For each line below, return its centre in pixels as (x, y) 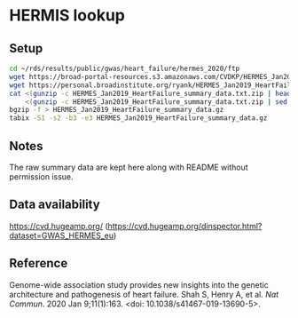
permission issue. (41, 176)
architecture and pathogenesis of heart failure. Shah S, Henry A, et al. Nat (144, 294)
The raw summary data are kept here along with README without (129, 167)
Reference (39, 263)
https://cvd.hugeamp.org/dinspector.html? (185, 226)
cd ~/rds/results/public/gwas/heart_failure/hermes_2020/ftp (125, 68)
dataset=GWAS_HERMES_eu (61, 235)
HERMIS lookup (67, 16)
